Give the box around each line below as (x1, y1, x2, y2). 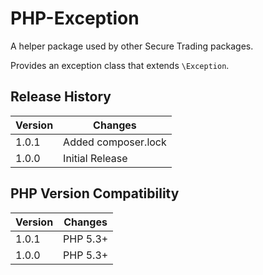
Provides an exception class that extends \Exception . (10, 59, 230, 71)
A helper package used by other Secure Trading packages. (10, 40, 254, 52)
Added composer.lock (63, 135, 167, 149)
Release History (10, 88, 112, 106)
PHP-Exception (10, 7, 140, 30)
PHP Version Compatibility (10, 185, 180, 202)
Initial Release (63, 151, 128, 165)
